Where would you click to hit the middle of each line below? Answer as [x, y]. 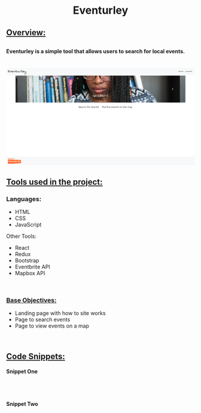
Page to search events [42, 320]
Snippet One [22, 372]
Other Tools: [22, 236]
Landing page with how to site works [60, 313]
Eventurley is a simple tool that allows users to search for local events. [96, 51]
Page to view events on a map [52, 326]
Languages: [24, 199]
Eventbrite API [33, 267]
